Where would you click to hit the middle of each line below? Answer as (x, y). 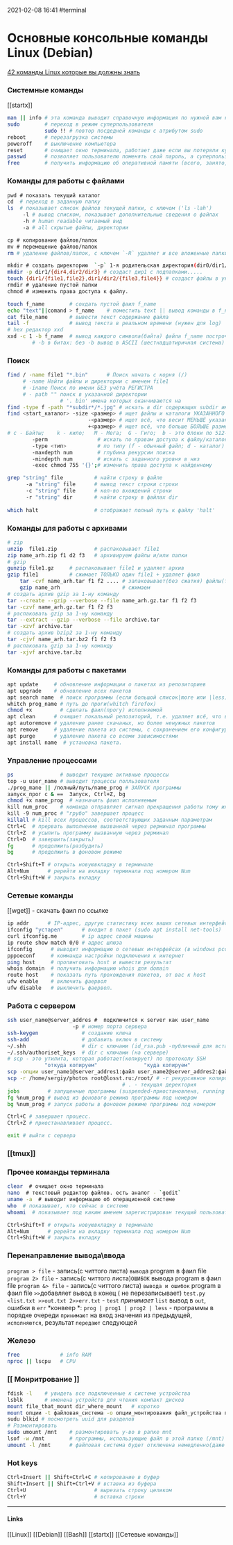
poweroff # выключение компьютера (62, 144)
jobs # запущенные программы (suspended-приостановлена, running (116, 1091)
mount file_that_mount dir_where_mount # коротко (83, 1406)
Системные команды (46, 90)
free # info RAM (49, 1355)
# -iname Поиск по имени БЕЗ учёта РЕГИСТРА (88, 388)
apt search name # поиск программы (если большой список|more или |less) (118, 697)
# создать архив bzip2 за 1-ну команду (65, 633)
